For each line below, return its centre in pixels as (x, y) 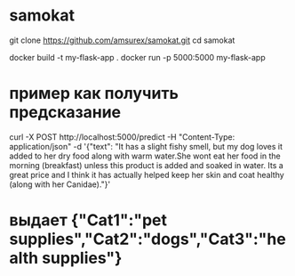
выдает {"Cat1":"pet (88, 220)
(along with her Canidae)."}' (60, 184)
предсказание (65, 113)
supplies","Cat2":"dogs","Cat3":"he (147, 239)
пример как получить (94, 93)
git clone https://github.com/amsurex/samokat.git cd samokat (122, 40)
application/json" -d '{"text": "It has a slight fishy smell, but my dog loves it (146, 146)
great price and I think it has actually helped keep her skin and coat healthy (147, 175)
